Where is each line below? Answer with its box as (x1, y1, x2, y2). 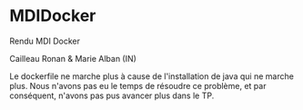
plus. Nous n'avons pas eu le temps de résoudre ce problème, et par (9, 80, 267, 91)
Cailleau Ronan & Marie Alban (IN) (9, 53, 136, 64)
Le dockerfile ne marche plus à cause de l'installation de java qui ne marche (9, 70, 294, 82)
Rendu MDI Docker (9, 35, 80, 46)
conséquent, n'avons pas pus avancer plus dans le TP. (9, 90, 215, 101)
